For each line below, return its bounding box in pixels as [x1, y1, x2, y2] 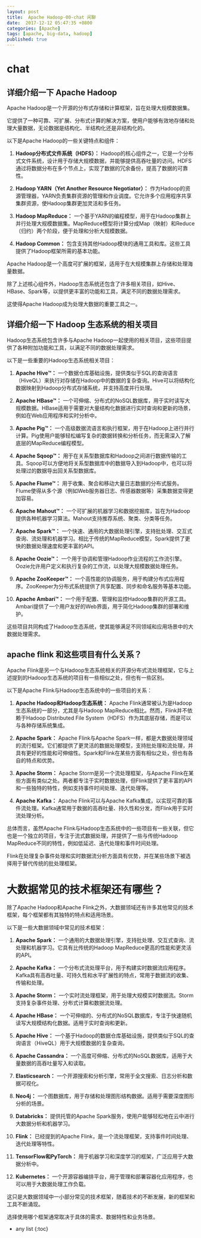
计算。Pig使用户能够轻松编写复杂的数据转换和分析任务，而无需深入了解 [15, 432, 191, 439]
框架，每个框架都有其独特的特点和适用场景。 [7, 911, 117, 918]
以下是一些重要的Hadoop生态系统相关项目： [7, 356, 116, 364]
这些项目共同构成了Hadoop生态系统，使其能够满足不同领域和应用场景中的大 [7, 623, 194, 630]
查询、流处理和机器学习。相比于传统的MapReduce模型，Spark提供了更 [15, 535, 190, 542]
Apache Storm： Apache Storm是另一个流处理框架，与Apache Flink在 [15, 769, 189, 776]
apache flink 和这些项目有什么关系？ [7, 650, 142, 660]
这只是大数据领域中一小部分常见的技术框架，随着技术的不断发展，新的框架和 [7, 1193, 195, 1200]
